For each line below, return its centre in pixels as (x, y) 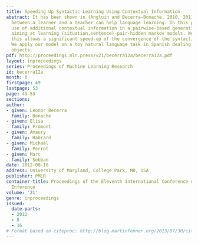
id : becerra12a (25, 72)
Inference (23, 187)
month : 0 (17, 77)
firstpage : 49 (24, 83)
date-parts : (26, 209)
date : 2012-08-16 (27, 165)
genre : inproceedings (33, 198)
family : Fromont (31, 127)
